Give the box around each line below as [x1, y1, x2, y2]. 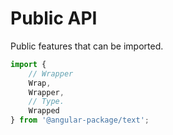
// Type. [28, 97, 65, 107]
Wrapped [28, 106, 60, 116]
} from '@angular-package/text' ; [10, 115, 150, 126]
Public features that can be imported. [10, 40, 164, 52]
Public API [10, 7, 98, 30]
